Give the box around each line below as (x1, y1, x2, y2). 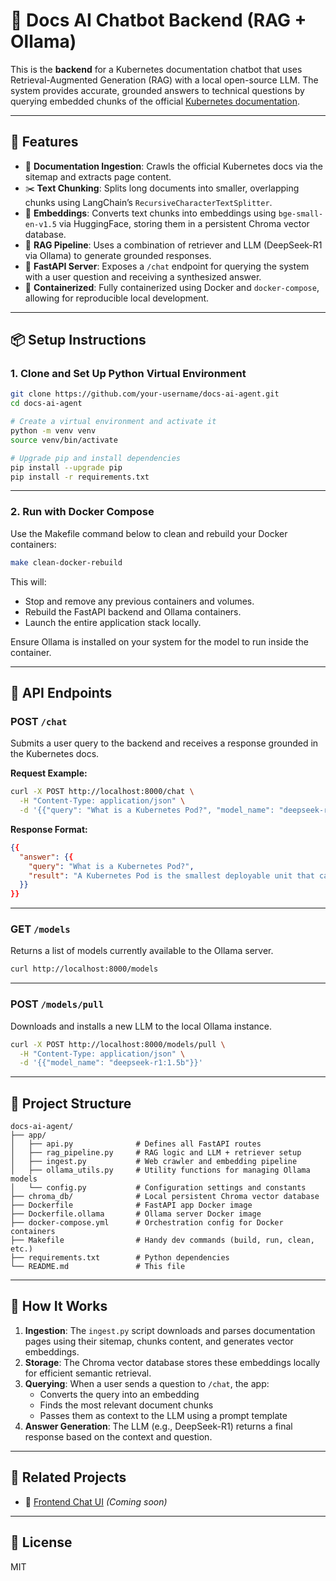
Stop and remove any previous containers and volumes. (24, 595, 255, 607)
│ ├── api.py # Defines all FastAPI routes (10, 1139, 262, 1149)
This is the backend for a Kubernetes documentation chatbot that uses (10, 63, 303, 75)
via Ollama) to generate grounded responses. (24, 249, 212, 261)
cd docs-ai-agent (10, 399, 83, 409)
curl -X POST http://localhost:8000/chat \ (10, 787, 195, 797)
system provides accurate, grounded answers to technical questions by (10, 84, 305, 96)
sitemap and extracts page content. (24, 170, 172, 183)
